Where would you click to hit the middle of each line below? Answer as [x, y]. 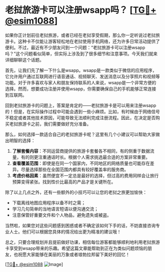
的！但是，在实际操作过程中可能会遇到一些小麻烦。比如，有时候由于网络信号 [82, 111]
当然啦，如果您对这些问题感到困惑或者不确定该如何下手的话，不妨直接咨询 [80, 225]
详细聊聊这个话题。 [25, 60]
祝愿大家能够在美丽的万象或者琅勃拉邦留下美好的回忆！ [74, 254]
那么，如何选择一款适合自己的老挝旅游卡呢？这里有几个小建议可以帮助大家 [80, 134]
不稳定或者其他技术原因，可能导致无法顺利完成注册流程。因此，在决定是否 [80, 118]
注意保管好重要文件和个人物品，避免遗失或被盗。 [62, 215]
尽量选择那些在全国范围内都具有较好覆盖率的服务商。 [75, 169]
